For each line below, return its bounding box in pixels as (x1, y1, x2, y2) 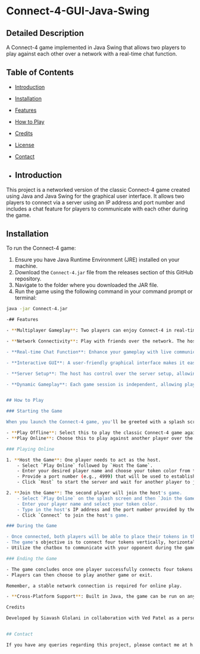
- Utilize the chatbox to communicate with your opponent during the (6, 545, 183, 551)
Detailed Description (6, 28, 85, 38)
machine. (14, 262, 38, 270)
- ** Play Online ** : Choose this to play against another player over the (6, 435, 193, 441)
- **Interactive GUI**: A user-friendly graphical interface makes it (6, 360, 185, 366)
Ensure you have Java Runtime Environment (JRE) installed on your (14, 256, 180, 264)
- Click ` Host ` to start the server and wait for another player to (17, 479, 190, 485)
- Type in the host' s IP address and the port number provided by (17, 506, 185, 512)
